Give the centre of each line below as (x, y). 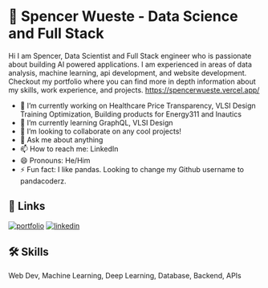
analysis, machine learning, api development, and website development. (128, 72)
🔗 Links (27, 206)
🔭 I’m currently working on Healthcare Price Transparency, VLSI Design (138, 105)
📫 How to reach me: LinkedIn (69, 149)
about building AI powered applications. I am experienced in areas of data (130, 64)
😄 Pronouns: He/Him (55, 160)
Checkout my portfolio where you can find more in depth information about (132, 81)
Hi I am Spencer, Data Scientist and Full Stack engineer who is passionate (130, 56)
